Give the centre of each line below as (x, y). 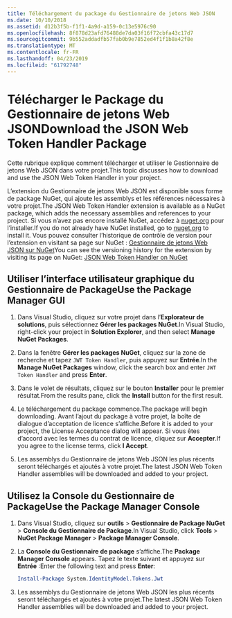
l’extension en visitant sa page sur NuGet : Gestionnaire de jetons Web (107, 242)
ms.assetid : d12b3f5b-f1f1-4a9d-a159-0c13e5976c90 (82, 26)
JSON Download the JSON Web (98, 129)
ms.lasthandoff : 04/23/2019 (48, 59)
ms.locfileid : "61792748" (44, 65)
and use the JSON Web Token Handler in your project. (84, 177)
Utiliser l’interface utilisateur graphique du (101, 279)
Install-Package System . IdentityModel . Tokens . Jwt (90, 579)
